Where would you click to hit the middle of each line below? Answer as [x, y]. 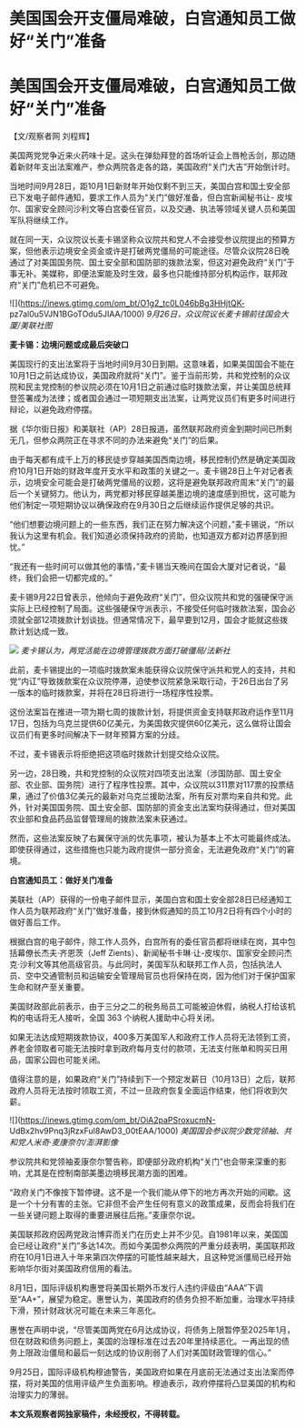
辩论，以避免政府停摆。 [53, 409]
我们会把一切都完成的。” [69, 578]
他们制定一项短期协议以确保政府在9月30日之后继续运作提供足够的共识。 [144, 505]
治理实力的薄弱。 [41, 1395]
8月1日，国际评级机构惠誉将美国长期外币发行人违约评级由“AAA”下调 [136, 1288]
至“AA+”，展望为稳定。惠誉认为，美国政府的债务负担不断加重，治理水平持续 [152, 1299]
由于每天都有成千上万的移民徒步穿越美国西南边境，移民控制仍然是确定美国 [148, 459]
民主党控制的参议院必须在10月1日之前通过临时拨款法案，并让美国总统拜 [158, 387]
